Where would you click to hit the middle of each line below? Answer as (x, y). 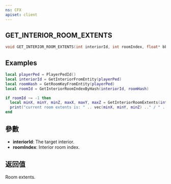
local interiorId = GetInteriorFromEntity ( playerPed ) (64, 79)
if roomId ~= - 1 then (28, 98)
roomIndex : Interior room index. (46, 147)
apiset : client (21, 15)
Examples (21, 63)
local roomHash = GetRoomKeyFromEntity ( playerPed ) (60, 84)
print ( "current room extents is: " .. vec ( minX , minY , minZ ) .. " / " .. (89, 107)
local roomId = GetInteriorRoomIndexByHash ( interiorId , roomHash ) (77, 89)
